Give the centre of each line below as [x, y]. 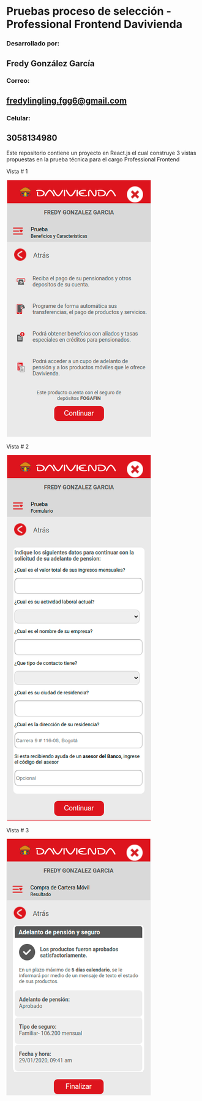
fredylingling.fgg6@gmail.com [67, 100]
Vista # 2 [18, 447]
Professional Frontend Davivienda [94, 24]
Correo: [18, 81]
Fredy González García [50, 63]
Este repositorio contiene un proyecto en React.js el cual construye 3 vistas [101, 153]
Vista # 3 [18, 830]
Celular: [18, 118]
